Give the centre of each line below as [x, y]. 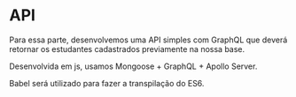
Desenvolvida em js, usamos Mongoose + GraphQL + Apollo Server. [133, 66]
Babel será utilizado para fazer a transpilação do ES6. [107, 83]
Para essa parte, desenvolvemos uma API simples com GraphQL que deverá [148, 40]
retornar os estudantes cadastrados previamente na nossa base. [127, 48]
